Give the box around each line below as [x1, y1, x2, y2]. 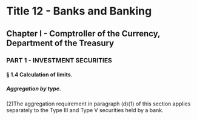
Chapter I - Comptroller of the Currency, [6, 28, 161, 39]
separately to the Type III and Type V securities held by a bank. [6, 107, 164, 114]
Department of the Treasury [6, 38, 115, 48]
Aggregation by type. [6, 85, 62, 92]
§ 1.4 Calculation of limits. [6, 71, 73, 78]
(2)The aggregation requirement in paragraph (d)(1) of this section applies [6, 100, 191, 107]
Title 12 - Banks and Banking [6, 4, 152, 18]
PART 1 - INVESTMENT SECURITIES [6, 56, 112, 64]
